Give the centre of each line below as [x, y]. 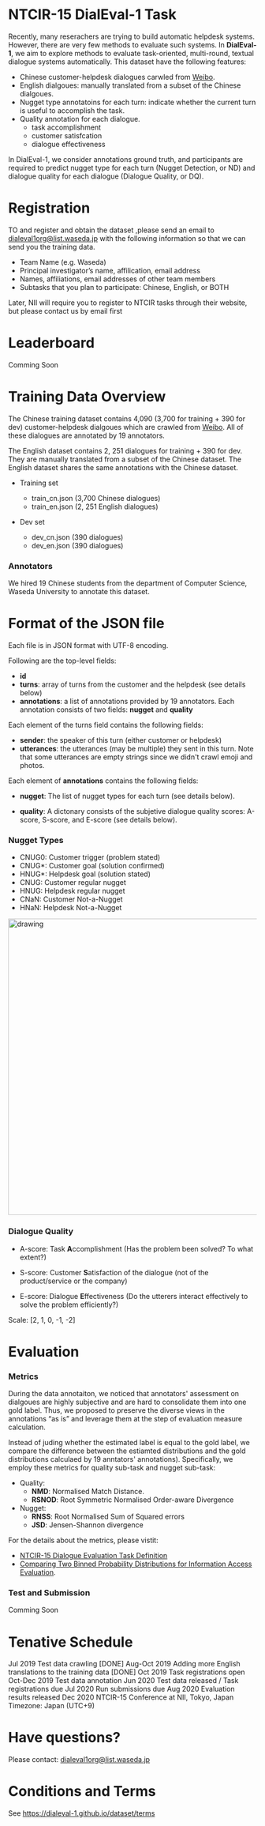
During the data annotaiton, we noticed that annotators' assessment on [123, 1394]
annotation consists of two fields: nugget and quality [106, 710]
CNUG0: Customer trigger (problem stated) [90, 857]
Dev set [32, 521]
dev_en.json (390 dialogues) [77, 545]
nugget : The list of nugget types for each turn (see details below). [127, 796]
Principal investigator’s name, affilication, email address [110, 270]
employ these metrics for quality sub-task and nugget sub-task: [112, 1468]
